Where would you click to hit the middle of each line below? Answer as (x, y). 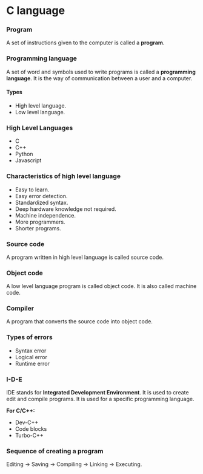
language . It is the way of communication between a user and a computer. (99, 78)
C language (36, 11)
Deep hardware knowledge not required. (65, 209)
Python (24, 154)
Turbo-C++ (29, 436)
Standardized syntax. (42, 202)
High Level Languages (40, 128)
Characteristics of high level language (64, 176)
